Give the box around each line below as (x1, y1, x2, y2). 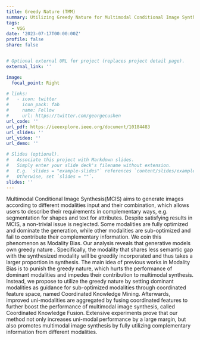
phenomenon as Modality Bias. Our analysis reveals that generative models (6, 240, 191, 247)
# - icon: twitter (6, 96, 58, 102)
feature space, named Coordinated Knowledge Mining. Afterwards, (6, 290, 171, 298)
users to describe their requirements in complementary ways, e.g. (6, 208, 168, 215)
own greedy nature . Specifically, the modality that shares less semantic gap (6, 246, 193, 254)
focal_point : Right (11, 80, 60, 86)
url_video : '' (6, 135, 42, 141)
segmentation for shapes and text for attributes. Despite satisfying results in (6, 214, 193, 221)
